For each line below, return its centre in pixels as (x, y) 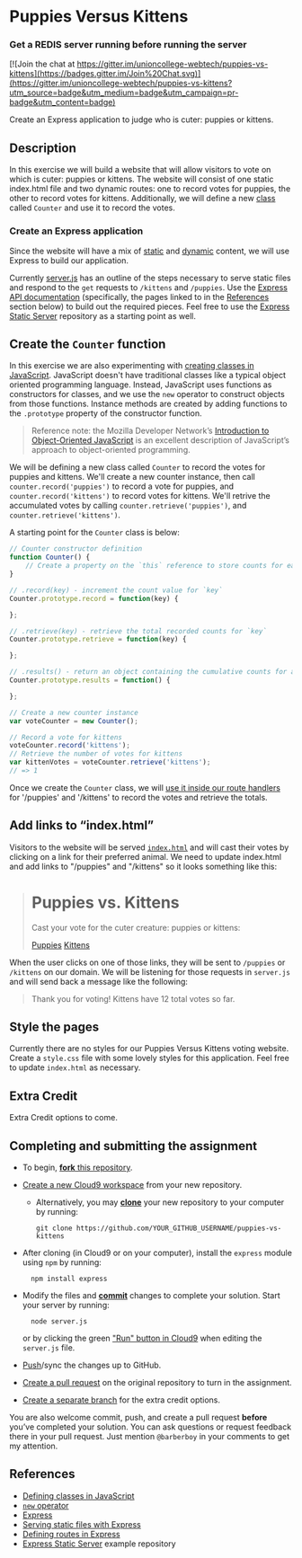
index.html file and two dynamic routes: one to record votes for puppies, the (150, 189)
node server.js (59, 1322)
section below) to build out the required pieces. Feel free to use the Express (150, 306)
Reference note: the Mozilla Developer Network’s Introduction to (150, 431)
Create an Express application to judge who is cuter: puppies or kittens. (142, 120)
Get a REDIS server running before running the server (128, 45)
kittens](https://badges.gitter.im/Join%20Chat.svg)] (105, 74)
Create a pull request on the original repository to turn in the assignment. (157, 1383)
